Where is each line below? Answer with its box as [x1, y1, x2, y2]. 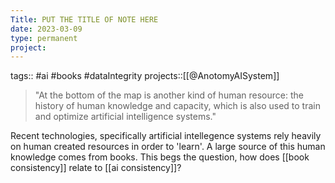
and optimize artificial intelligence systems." [34, 111, 217, 123]
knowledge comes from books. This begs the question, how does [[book [10, 151, 310, 163]
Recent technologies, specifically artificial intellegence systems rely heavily [10, 130, 322, 142]
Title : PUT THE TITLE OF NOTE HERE [10, 14, 159, 25]
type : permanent [10, 33, 78, 43]
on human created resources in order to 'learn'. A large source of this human [10, 141, 326, 153]
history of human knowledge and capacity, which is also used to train [34, 100, 321, 112]
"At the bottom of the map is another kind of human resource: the [34, 89, 304, 101]
